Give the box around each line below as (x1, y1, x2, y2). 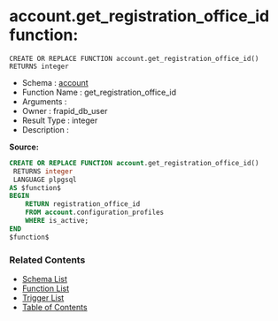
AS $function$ (9, 183, 62, 192)
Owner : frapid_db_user (21, 105, 108, 116)
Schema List (21, 273, 68, 284)
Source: (9, 141, 40, 152)
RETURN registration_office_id (25, 200, 141, 209)
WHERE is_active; (25, 217, 89, 225)
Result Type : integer (21, 115, 98, 126)
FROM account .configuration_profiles (25, 208, 165, 218)
